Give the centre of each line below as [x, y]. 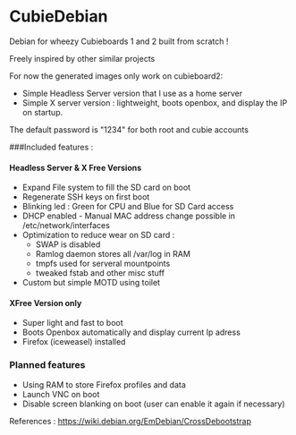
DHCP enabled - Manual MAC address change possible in [128, 216]
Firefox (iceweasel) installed [74, 342]
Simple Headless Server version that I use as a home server [132, 93]
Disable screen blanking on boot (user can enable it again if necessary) [153, 404]
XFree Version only [46, 303]
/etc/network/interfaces [66, 226]
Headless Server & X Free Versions [76, 167]
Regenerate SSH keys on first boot [86, 197]
